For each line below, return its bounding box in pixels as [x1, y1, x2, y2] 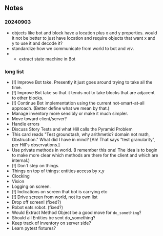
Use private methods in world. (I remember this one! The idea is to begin [11, 147, 158, 153]
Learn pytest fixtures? [11, 225, 56, 231]
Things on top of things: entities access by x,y [11, 168, 104, 174]
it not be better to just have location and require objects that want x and [11, 35, 156, 41]
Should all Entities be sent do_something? [11, 214, 96, 220]
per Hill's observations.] [11, 142, 60, 148]
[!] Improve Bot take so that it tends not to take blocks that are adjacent [11, 89, 155, 95]
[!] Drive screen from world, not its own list [11, 194, 98, 200]
